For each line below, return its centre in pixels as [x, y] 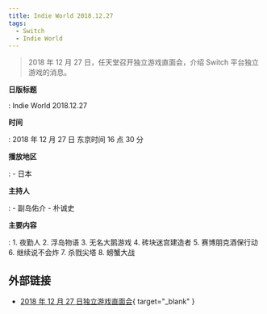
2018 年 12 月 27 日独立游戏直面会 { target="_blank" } [107, 301]
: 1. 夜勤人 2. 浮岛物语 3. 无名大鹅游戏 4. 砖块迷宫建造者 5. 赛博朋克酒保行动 [133, 242]
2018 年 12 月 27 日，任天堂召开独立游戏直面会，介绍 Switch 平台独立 [144, 62]
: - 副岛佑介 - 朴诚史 [42, 208]
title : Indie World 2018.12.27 [61, 16]
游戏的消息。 [49, 73]
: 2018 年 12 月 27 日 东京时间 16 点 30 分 [76, 140]
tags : [17, 23]
